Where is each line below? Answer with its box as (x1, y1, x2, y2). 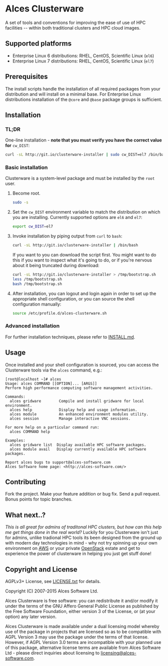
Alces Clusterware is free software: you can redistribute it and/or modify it (5, 598, 158, 604)
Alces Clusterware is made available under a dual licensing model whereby (5, 623, 159, 629)
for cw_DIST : (5, 142, 30, 148)
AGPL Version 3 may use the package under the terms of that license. (5, 634, 149, 640)
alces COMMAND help (9, 429, 50, 434)
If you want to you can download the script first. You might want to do (12, 252, 156, 258)
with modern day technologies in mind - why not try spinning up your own (5, 540, 157, 546)
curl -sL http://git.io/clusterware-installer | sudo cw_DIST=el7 (5, 152, 146, 157)
